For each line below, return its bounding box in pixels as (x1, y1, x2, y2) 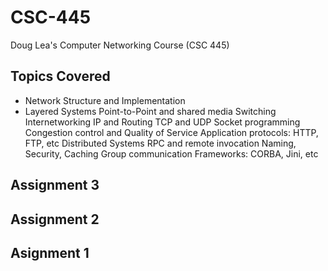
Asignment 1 (10, 244, 90, 261)
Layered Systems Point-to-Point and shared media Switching (24, 105, 277, 117)
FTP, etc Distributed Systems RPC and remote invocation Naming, (24, 137, 297, 149)
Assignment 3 (10, 177, 100, 194)
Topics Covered (10, 68, 111, 85)
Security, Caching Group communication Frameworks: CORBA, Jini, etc (24, 147, 319, 160)
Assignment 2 (10, 211, 100, 228)
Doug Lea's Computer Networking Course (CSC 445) (10, 39, 230, 51)
